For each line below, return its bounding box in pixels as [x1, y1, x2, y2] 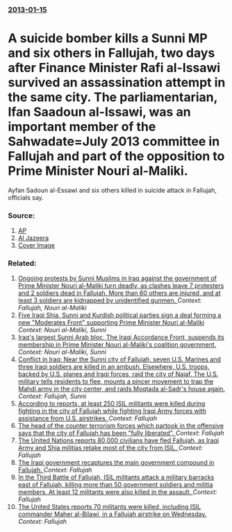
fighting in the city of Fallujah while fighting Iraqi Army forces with [17, 407, 207, 415]
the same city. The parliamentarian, [8, 89, 218, 105]
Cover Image [17, 241, 55, 250]
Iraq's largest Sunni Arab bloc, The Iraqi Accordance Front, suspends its [17, 333, 224, 341]
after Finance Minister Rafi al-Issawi [8, 60, 221, 76]
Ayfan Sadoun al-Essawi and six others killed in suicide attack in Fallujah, [8, 186, 217, 194]
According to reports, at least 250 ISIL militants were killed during [17, 400, 206, 408]
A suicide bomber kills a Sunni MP [8, 31, 208, 46]
